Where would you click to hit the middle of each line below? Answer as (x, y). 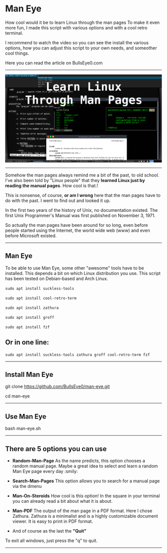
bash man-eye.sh (23, 429)
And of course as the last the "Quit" (49, 531)
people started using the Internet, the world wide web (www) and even (78, 230)
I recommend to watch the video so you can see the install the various (77, 42)
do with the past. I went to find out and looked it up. (58, 200)
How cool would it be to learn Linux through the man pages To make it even (83, 22)
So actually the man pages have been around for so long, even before (77, 225)
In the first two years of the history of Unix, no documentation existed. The (82, 210)
